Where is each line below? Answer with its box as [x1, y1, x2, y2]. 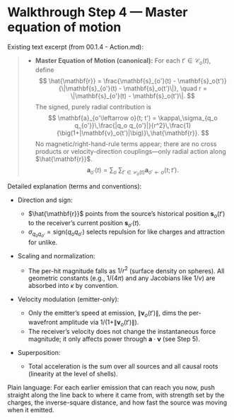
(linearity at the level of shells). [28, 369, 118, 378]
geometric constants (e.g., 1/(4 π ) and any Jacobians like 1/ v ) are [28, 274, 216, 282]
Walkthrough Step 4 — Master [7, 4, 188, 20]
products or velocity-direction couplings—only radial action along [35, 147, 226, 155]
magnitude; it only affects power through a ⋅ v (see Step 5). [28, 335, 200, 343]
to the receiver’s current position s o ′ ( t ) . [28, 218, 141, 229]
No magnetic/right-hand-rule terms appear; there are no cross [35, 139, 217, 148]
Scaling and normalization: [17, 251, 95, 260]
